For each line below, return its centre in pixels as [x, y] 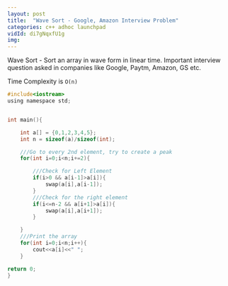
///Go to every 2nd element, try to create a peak [96, 152]
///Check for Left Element [73, 171]
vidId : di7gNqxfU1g [36, 34]
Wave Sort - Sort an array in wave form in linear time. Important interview [114, 60]
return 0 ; [22, 269]
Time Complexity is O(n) [42, 81]
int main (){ [25, 120]
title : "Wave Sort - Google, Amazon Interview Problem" [93, 20]
